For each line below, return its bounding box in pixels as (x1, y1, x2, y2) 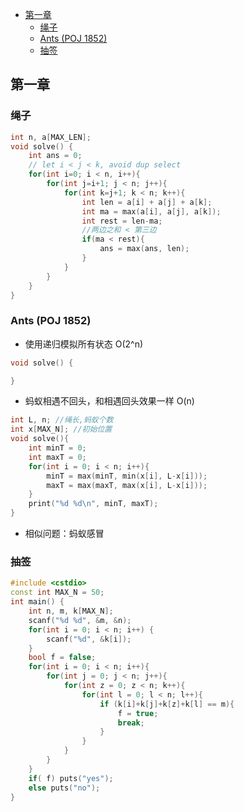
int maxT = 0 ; (28, 452, 87, 462)
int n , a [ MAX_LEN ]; (10, 132, 92, 142)
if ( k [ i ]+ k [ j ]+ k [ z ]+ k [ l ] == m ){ (99, 699, 235, 709)
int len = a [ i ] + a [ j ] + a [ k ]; (81, 197, 213, 207)
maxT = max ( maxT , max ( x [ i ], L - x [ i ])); (46, 480, 208, 490)
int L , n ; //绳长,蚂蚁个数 (10, 415, 114, 425)
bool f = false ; (28, 653, 97, 663)
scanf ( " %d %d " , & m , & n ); (28, 615, 132, 625)
